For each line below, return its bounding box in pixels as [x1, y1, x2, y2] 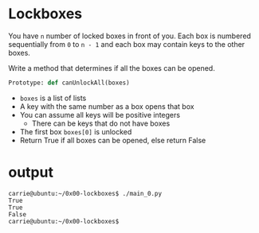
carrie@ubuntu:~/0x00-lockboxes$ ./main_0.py [8, 189, 162, 197]
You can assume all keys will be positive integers [19, 110, 181, 119]
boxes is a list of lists [19, 93, 87, 103]
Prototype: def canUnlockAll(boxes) [8, 79, 130, 87]
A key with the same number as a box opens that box [19, 101, 194, 111]
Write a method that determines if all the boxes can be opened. [8, 63, 215, 72]
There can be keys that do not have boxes [31, 118, 171, 128]
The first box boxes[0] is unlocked [19, 126, 132, 136]
